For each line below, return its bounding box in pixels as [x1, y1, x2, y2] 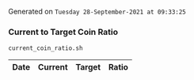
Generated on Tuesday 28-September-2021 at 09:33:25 [8, 7, 186, 16]
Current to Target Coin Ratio [8, 26, 119, 37]
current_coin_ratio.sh [8, 44, 83, 52]
